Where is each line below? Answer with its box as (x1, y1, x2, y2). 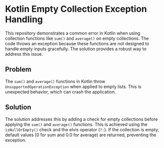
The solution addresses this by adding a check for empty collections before (5, 116, 158, 122)
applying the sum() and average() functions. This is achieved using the (5, 121, 148, 127)
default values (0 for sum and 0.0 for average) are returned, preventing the (5, 132, 156, 138)
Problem (5, 65, 32, 74)
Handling (5, 14, 43, 25)
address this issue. (5, 51, 43, 57)
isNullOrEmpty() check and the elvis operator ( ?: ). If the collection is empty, (5, 126, 160, 132)
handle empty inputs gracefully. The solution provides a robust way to (5, 46, 147, 52)
